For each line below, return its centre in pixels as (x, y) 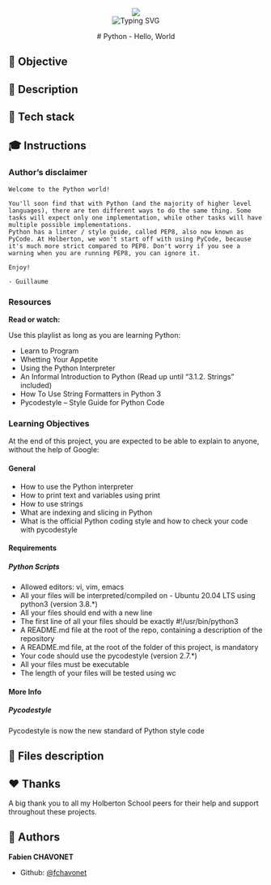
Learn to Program (49, 351)
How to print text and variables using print (90, 495)
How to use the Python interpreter (77, 486)
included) (36, 386)
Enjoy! (19, 267)
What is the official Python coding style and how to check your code (134, 521)
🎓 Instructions (47, 145)
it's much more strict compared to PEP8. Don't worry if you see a (125, 246)
